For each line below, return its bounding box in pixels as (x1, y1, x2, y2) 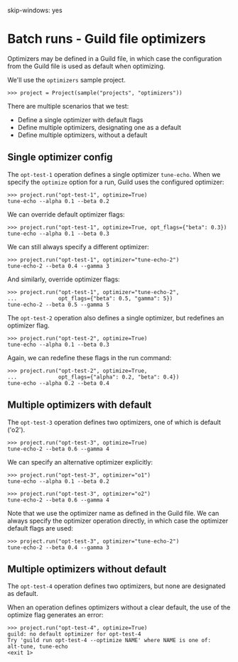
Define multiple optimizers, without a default (17, 131, 148, 139)
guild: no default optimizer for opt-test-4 (7, 631, 141, 638)
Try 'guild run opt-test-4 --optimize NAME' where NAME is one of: (7, 637, 212, 644)
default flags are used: (7, 523, 73, 532)
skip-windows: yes (7, 6, 63, 14)
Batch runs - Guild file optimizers (7, 31, 206, 47)
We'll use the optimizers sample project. (7, 75, 126, 84)
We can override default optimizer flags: (7, 210, 126, 219)
